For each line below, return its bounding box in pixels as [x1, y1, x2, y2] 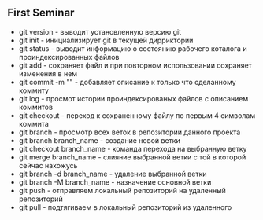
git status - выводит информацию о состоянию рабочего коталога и [18, 43, 247, 53]
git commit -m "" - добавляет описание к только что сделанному [18, 77, 237, 86]
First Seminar [7, 6, 75, 20]
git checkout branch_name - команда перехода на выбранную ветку [18, 144, 247, 153]
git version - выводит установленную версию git [18, 27, 182, 36]
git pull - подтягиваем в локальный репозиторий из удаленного [18, 202, 232, 211]
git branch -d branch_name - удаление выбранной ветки [18, 169, 207, 178]
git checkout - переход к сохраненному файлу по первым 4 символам [18, 110, 256, 120]
